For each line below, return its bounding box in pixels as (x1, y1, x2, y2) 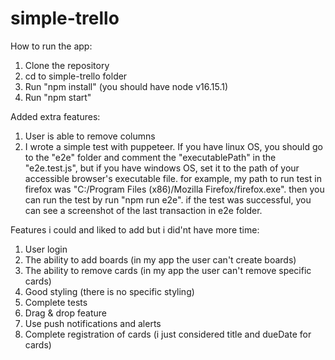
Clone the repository (24, 59, 110, 71)
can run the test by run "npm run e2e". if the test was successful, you (24, 193, 312, 206)
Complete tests (24, 296, 88, 308)
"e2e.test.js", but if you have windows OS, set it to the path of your (24, 162, 300, 174)
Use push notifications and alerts (24, 317, 162, 329)
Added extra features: (10, 110, 101, 122)
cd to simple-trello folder (24, 70, 128, 82)
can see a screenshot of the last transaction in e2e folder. (24, 204, 263, 216)
